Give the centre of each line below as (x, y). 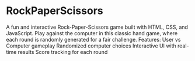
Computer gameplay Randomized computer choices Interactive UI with (91, 46)
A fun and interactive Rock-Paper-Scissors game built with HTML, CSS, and (97, 27)
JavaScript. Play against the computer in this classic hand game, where (92, 33)
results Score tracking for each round (63, 52)
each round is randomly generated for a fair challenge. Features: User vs (93, 39)
